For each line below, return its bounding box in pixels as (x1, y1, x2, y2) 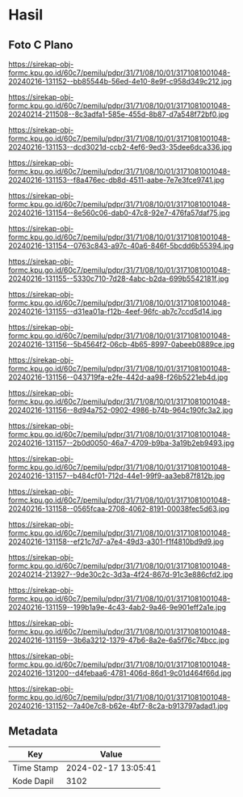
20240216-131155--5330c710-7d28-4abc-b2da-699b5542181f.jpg (8, 273, 229, 283)
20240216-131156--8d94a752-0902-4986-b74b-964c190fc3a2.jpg (8, 405, 233, 414)
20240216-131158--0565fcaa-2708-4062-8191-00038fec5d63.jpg (8, 504, 230, 513)
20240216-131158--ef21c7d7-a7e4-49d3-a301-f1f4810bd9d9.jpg (8, 536, 224, 546)
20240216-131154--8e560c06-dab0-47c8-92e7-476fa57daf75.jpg (8, 208, 230, 218)
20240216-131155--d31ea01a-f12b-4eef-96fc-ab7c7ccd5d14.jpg (8, 307, 222, 316)
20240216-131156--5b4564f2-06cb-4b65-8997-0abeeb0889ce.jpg (8, 340, 236, 349)
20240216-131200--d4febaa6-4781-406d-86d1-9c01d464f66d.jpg (8, 668, 232, 677)
